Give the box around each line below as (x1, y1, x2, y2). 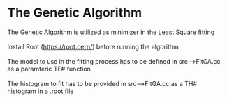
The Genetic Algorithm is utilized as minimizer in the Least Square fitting (7, 28, 215, 36)
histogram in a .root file (7, 87, 74, 95)
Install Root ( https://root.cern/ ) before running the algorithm (7, 42, 180, 51)
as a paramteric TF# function (7, 65, 91, 73)
